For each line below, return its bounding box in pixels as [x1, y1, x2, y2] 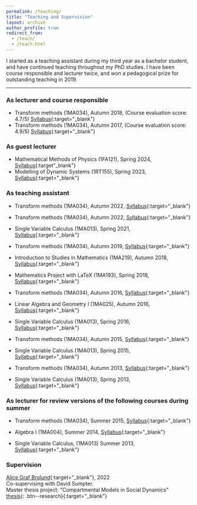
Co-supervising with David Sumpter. [6, 480, 94, 487]
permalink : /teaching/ [6, 8, 62, 15]
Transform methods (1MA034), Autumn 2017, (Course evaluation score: [14, 122, 186, 129]
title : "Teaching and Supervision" [6, 14, 93, 20]
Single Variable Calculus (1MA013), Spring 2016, [14, 318, 131, 325]
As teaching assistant [6, 189, 70, 197]
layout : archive [6, 19, 46, 25]
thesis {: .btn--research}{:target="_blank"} [6, 493, 107, 500]
